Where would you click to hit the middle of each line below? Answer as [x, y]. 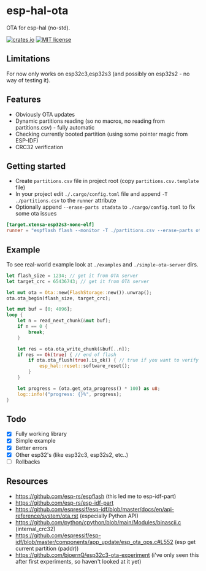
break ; [37, 332]
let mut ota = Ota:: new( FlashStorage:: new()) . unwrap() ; [79, 292]
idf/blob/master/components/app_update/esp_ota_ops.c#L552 [94, 542]
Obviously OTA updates [45, 114]
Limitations [28, 59]
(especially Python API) [109, 516]
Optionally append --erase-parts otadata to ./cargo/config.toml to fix [105, 207]
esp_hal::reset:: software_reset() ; [85, 366]
